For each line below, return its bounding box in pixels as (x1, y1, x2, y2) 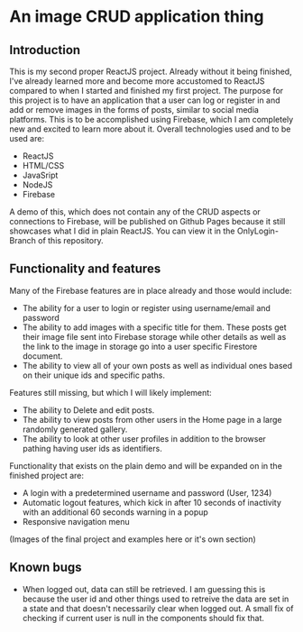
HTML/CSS (22, 160, 65, 170)
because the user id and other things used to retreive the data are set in (22, 593, 289, 604)
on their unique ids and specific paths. (22, 370, 165, 380)
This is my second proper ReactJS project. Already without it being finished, (9, 66, 292, 77)
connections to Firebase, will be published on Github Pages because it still (9, 216, 286, 226)
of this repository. (37, 235, 104, 245)
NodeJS (22, 179, 53, 190)
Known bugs (9, 560, 83, 575)
